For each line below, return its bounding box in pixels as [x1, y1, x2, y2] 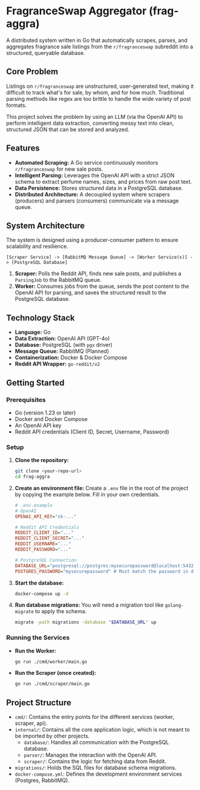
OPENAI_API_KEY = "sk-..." [14, 514, 77, 520]
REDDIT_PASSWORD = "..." [14, 546, 71, 553]
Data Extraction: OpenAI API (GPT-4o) [14, 335, 110, 342]
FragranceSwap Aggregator [6, 4, 147, 18]
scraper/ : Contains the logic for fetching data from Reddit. [23, 758, 167, 765]
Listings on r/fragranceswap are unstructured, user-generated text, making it [6, 82, 194, 90]
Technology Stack [6, 312, 75, 323]
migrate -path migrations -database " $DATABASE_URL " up [14, 619, 157, 625]
